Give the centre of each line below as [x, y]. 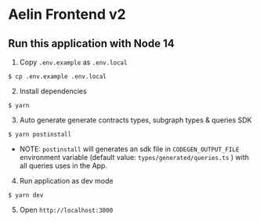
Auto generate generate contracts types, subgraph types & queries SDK [135, 120]
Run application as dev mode [66, 181]
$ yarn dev [26, 195]
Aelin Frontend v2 [67, 15]
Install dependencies [53, 91]
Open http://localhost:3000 [66, 210]
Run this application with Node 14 [91, 44]
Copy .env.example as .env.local [73, 62]
